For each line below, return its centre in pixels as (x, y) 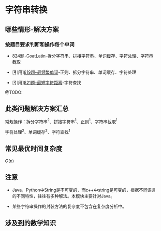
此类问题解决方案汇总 (37, 109)
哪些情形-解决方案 (32, 29)
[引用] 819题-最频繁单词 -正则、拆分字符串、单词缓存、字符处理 (74, 72)
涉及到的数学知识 (30, 223)
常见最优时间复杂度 (34, 149)
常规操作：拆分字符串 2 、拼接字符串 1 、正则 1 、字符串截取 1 (61, 121)
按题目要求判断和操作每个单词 (40, 44)
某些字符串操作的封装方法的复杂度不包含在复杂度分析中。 (69, 206)
